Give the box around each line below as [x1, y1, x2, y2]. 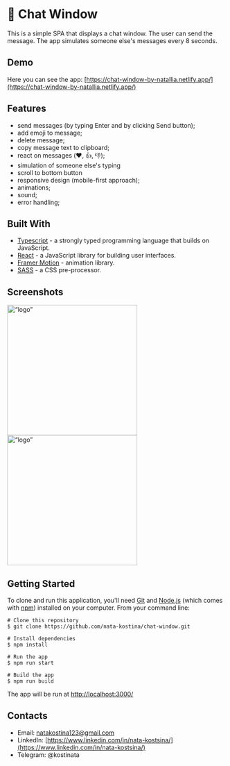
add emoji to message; [17, 128, 83, 137]
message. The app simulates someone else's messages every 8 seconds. [7, 36, 218, 44]
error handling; [17, 198, 60, 206]
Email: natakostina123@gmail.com [17, 728, 115, 737]
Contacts [7, 710, 48, 722]
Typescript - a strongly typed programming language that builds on [17, 236, 210, 245]
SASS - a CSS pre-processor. [17, 266, 102, 274]
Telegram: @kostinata [17, 750, 80, 759]
